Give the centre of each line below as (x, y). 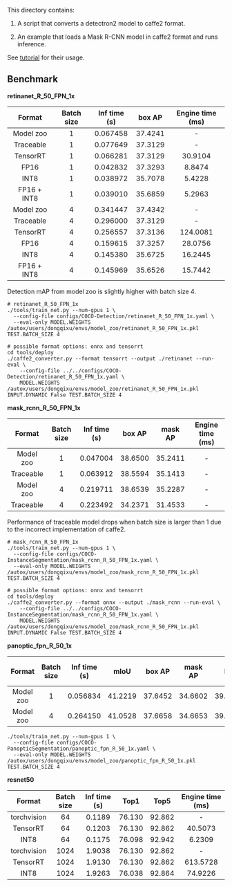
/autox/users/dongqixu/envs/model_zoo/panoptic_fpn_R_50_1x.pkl (101, 760)
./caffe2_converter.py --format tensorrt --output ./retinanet (100, 358)
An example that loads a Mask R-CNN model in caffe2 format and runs (117, 37)
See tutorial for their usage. (46, 57)
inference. (32, 44)
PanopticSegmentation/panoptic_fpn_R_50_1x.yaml (78, 749)
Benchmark (33, 79)
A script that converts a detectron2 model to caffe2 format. (101, 23)
